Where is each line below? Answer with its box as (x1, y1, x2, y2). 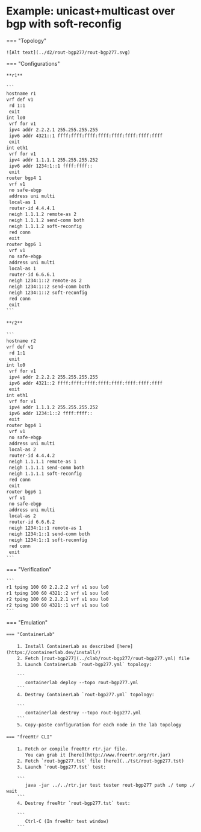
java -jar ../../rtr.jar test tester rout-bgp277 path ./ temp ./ (25, 782, 196, 788)
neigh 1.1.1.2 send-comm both (8, 217, 85, 223)
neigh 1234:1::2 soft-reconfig (8, 290, 87, 296)
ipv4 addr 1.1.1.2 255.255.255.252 (8, 404, 98, 410)
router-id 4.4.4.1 (8, 205, 55, 211)
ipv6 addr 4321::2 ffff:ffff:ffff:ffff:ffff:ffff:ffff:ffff (8, 380, 163, 386)
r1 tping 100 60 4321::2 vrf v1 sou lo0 (6, 590, 110, 596)
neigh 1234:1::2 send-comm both (8, 284, 90, 290)
